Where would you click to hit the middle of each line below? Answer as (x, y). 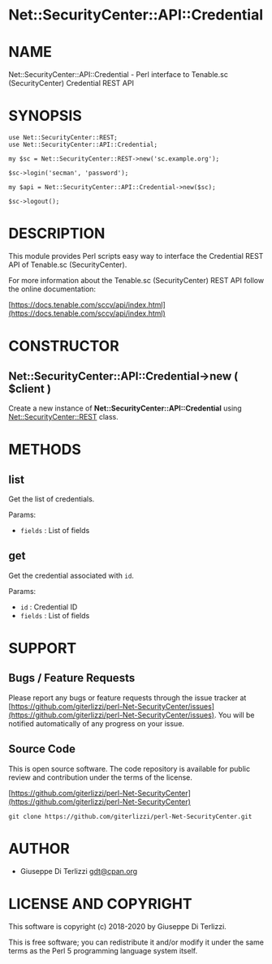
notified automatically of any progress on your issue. (97, 723)
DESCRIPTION (57, 234)
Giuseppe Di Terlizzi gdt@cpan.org (79, 871)
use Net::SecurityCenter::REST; (63, 138)
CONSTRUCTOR (64, 346)
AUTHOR (39, 848)
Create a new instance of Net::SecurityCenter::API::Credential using (125, 408)
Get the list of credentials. (52, 499)
